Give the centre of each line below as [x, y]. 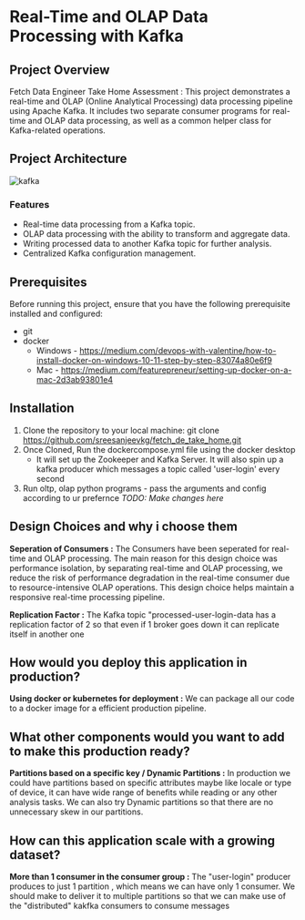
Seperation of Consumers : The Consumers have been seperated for [140, 548]
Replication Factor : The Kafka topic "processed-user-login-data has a [142, 614]
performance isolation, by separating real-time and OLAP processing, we [147, 567]
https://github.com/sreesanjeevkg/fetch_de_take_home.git [132, 440]
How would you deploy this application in [128, 662]
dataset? [35, 855]
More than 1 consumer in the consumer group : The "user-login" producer [150, 876]
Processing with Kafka [97, 36]
